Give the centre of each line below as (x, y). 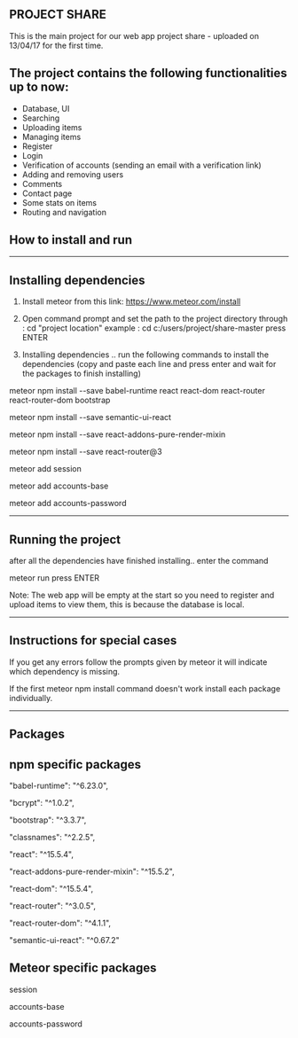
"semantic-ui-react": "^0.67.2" (64, 940)
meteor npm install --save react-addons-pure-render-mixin (118, 434)
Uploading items (52, 127)
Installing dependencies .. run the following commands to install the (145, 355)
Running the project (65, 539)
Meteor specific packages (83, 968)
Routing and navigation (64, 212)
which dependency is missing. (65, 671)
